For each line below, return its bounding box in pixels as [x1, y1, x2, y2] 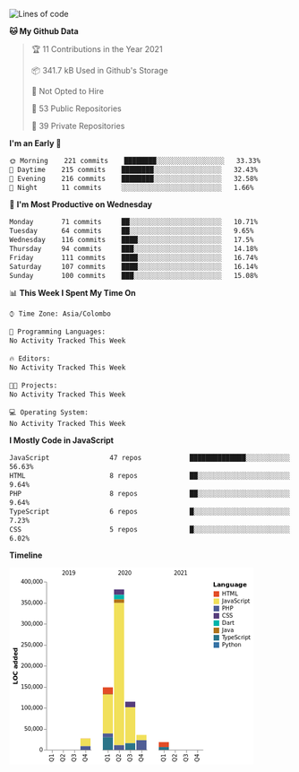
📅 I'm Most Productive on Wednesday [9, 199, 152, 210]
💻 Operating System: [9, 408, 90, 417]
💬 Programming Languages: [9, 327, 106, 336]
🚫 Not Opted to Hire [30, 86, 105, 96]
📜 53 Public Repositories [30, 103, 123, 114]
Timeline [9, 550, 43, 560]
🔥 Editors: [9, 354, 51, 363]
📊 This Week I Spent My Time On [9, 288, 136, 298]
